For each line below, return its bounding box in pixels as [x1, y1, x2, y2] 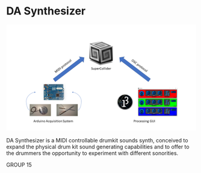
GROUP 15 [6, 161, 32, 169]
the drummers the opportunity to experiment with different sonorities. [6, 150, 179, 157]
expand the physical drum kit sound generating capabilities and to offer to [6, 143, 190, 151]
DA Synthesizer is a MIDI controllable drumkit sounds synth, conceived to [6, 137, 188, 144]
